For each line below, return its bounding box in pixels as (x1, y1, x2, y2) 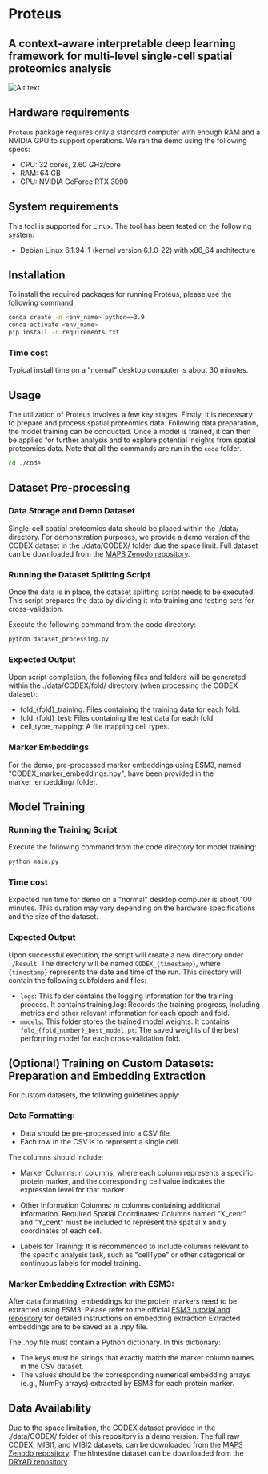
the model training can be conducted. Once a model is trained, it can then (8, 427, 251, 437)
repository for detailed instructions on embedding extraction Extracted (8, 1313, 241, 1324)
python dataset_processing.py (8, 635, 110, 644)
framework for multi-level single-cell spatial (8, 49, 233, 62)
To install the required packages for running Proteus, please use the (8, 290, 232, 299)
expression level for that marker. (19, 1184, 126, 1194)
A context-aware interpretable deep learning (8, 37, 236, 50)
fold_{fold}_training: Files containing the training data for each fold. (19, 705, 241, 714)
